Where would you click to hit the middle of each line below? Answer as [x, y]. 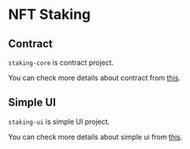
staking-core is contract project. [61, 62]
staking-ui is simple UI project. [59, 121]
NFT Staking [50, 15]
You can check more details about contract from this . [95, 78]
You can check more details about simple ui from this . [95, 136]
